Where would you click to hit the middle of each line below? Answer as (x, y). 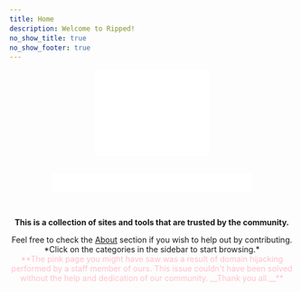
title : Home (32, 19)
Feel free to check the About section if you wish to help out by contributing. (152, 240)
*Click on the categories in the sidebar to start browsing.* (152, 250)
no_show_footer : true (50, 48)
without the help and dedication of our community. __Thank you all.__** (152, 278)
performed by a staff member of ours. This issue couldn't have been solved (152, 269)
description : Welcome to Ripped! (72, 28)
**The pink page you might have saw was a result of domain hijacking (152, 259)
